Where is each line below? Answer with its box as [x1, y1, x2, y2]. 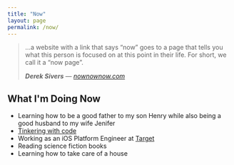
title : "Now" [7, 10, 46, 18]
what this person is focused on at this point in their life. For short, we [24, 50, 227, 59]
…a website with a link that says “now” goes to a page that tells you [24, 43, 223, 52]
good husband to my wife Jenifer [17, 119, 116, 128]
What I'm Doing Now [7, 92, 101, 105]
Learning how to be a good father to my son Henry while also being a [17, 112, 221, 120]
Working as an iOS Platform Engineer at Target [17, 134, 155, 143]
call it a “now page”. [24, 58, 83, 67]
